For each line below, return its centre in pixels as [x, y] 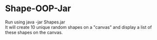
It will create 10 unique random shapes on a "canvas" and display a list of [78, 27]
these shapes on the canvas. [34, 32]
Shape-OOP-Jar [38, 9]
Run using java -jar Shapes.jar [35, 22]
